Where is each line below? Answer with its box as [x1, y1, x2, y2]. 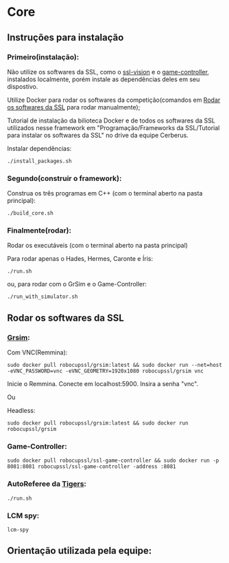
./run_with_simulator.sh [7, 293, 78, 300]
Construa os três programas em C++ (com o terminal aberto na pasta [7, 189, 203, 198]
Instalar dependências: [7, 144, 72, 152]
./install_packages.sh [7, 158, 72, 164]
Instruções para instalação [7, 32, 124, 43]
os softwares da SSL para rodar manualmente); [7, 103, 141, 111]
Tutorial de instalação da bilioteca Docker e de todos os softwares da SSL [7, 116, 216, 125]
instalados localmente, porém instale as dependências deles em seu [7, 75, 200, 83]
